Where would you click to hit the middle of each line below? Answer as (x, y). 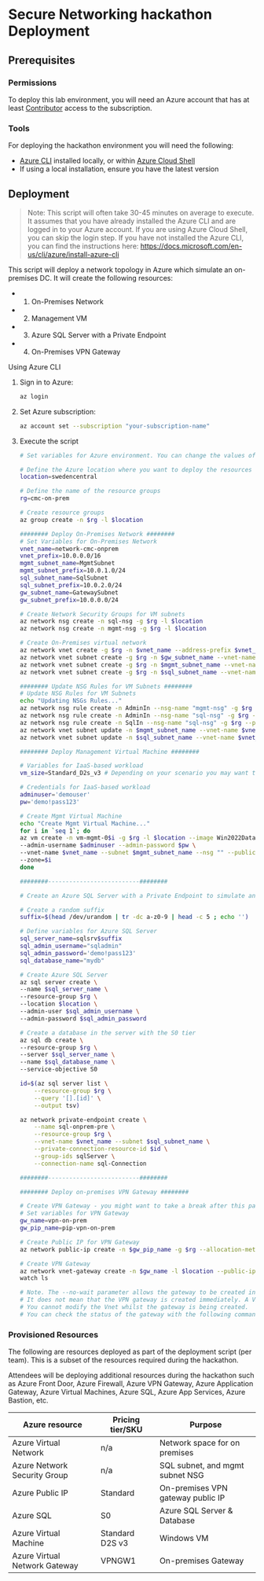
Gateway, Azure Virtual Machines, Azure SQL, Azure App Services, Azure (127, 1392)
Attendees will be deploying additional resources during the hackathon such (131, 1375)
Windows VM (184, 1539)
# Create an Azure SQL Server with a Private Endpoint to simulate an (137, 895)
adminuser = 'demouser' (55, 795)
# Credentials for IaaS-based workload (85, 788)
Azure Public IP (40, 1493)
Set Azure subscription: (57, 411)
